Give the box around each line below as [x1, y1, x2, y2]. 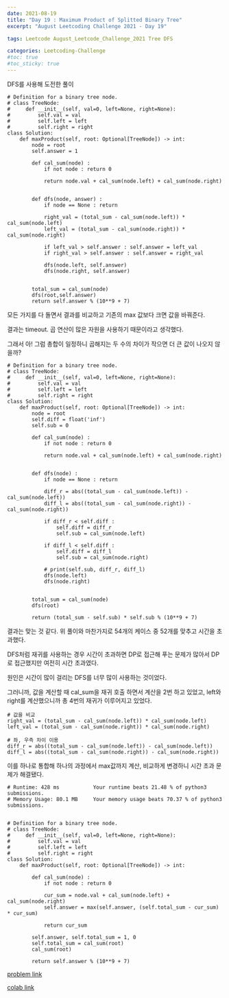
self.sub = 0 [32, 422, 69, 429]
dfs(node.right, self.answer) [43, 268, 130, 274]
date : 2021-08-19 [7, 10, 57, 17]
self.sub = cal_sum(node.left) [56, 530, 146, 537]
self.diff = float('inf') [32, 416, 106, 423]
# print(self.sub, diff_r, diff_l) [43, 566, 146, 573]
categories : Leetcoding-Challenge [7, 47, 106, 55]
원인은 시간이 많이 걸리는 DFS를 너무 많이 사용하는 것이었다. [7, 673, 167, 681]
